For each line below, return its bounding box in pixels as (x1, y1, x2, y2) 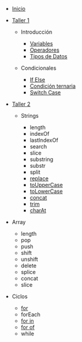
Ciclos (11, 293, 28, 300)
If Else (29, 76, 45, 83)
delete (20, 262, 37, 269)
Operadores (29, 46, 60, 53)
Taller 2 (11, 100, 31, 108)
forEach (20, 311, 41, 318)
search (29, 143, 47, 150)
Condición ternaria (29, 82, 76, 90)
